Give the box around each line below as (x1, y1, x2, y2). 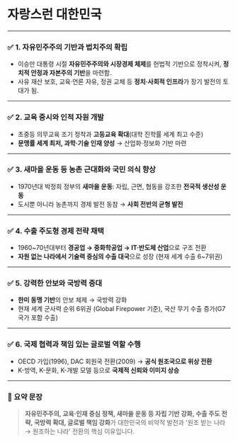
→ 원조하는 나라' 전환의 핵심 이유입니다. (24, 427, 135, 436)
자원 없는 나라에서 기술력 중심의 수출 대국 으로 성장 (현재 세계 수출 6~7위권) (17, 252, 223, 261)
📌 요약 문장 (7, 392, 42, 402)
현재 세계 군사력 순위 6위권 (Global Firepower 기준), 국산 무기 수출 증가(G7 (17, 305, 226, 313)
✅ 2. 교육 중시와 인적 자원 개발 (7, 113, 104, 123)
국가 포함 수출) (17, 313, 59, 322)
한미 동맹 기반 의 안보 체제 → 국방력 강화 (17, 295, 127, 305)
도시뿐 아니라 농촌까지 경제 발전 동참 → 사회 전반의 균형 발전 (17, 200, 183, 208)
